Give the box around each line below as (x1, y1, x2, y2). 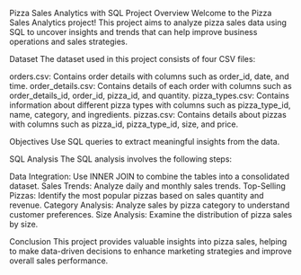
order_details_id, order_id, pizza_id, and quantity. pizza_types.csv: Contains (9, 90, 290, 101)
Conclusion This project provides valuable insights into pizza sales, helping (9, 236, 288, 246)
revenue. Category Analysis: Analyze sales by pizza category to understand (9, 200, 290, 210)
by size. (9, 219, 39, 229)
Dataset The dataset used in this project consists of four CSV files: (9, 54, 256, 64)
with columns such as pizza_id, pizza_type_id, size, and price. (9, 119, 239, 129)
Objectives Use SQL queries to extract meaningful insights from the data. (9, 137, 280, 146)
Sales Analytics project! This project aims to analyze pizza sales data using (9, 17, 288, 28)
